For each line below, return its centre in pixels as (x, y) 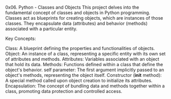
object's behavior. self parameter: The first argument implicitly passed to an (85, 70)
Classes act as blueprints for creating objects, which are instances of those (84, 18)
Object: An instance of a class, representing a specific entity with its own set (85, 54)
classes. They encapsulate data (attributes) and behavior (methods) (76, 23)
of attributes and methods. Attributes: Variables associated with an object (82, 59)
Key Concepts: (21, 38)
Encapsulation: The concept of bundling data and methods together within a (85, 86)
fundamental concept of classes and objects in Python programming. (78, 13)
